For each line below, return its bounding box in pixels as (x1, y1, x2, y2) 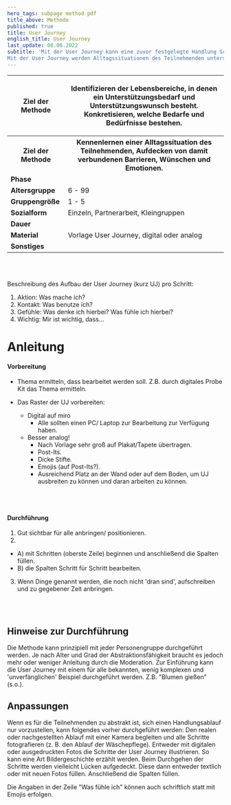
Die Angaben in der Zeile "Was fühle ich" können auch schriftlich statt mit (7, 782, 215, 791)
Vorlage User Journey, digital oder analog (67, 230, 203, 239)
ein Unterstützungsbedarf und (93, 92, 195, 102)
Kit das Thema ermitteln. (16, 385, 87, 393)
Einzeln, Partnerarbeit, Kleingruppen (67, 208, 185, 217)
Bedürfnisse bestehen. (106, 118, 183, 127)
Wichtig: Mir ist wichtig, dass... (16, 314, 104, 323)
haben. (37, 426, 58, 434)
